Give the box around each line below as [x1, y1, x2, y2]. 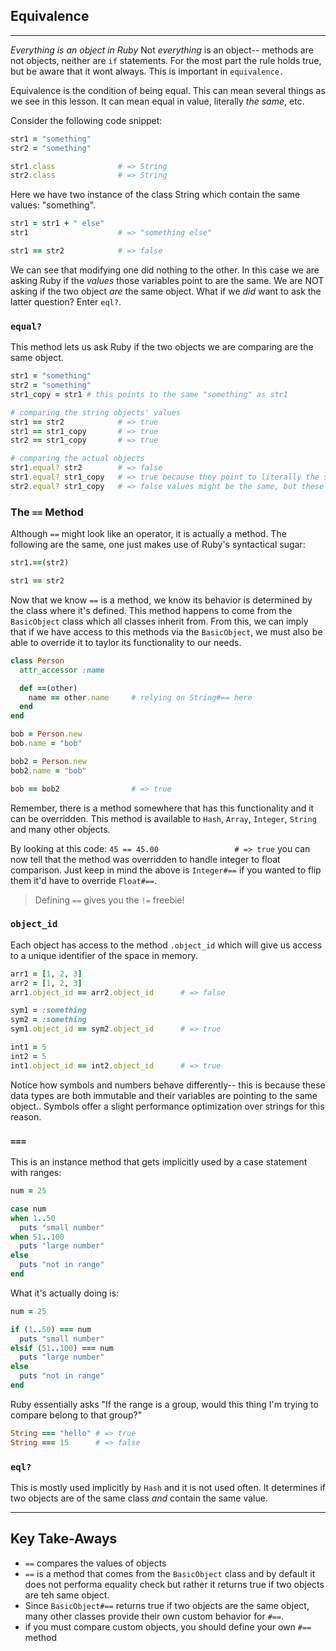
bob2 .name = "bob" [10, 765, 87, 776]
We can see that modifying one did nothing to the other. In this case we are [10, 264, 320, 276]
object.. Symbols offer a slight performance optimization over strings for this [10, 1100, 325, 1112]
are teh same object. [24, 1589, 110, 1601]
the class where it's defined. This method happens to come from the [10, 604, 293, 616]
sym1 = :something [10, 1005, 87, 1016]
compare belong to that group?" [10, 1409, 143, 1421]
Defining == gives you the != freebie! [34, 894, 185, 906]
